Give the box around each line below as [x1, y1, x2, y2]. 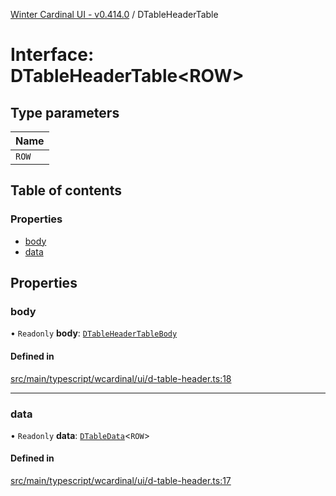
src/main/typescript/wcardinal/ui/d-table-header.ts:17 [10, 475, 232, 487]
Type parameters [10, 104, 120, 121]
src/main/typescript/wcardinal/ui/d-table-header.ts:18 [10, 372, 232, 384]
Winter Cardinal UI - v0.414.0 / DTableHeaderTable [10, 9, 219, 20]
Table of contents [10, 182, 122, 199]
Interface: [10, 44, 95, 66]
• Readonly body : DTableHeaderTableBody [10, 327, 178, 339]
